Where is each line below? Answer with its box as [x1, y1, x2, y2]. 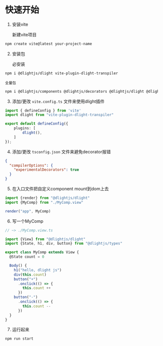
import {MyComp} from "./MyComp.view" [5, 200, 83, 205]
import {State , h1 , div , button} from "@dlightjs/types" [5, 241, 123, 246]
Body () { [9, 263, 27, 268]
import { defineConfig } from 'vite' [5, 108, 81, 113]
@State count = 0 [9, 254, 45, 260]
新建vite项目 [12, 32, 37, 37]
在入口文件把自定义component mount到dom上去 [12, 186, 109, 192]
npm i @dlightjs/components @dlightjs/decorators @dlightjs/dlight [5, 89, 145, 94]
